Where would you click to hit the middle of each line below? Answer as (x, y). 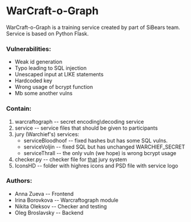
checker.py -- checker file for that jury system (71, 159)
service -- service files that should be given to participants (86, 128)
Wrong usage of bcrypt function (54, 87)
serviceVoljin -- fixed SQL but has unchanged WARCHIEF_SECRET (104, 147)
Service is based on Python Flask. (48, 33)
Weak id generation (38, 62)
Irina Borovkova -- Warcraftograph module (67, 200)
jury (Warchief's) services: (47, 134)
